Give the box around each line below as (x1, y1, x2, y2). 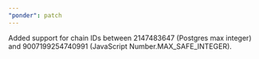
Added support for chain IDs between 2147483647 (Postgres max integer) (8, 33, 252, 42)
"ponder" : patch (8, 11, 62, 20)
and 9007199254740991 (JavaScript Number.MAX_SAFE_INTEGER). (8, 41, 233, 51)
